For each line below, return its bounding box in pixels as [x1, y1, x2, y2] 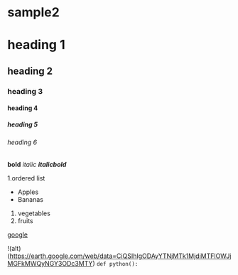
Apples [17, 188, 39, 196]
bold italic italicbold [7, 160, 67, 168]
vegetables [17, 209, 51, 217]
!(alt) [7, 244, 21, 252]
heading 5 [7, 120, 38, 129]
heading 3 [7, 86, 43, 96]
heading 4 [7, 104, 38, 112]
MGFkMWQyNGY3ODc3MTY [7, 259, 93, 267]
